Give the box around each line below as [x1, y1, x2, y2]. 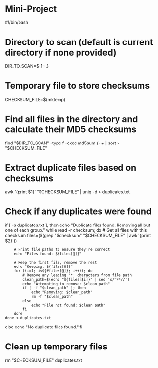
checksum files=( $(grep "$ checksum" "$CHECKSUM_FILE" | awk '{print [5, 232, 151, 238]
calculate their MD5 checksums [5, 124, 137, 135]
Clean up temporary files [5, 341, 108, 352]
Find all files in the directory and [5, 114, 138, 124]
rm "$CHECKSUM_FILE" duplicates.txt [5, 357, 82, 363]
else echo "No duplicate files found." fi [5, 324, 83, 330]
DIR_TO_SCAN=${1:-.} [5, 63, 49, 69]
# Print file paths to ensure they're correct [14, 247, 110, 252]
